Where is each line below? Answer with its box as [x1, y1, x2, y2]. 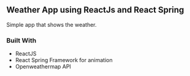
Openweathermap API [15, 63, 72, 71]
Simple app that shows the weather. [6, 21, 97, 28]
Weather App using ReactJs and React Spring [6, 5, 184, 15]
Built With [6, 36, 37, 44]
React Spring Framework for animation [15, 57, 113, 64]
